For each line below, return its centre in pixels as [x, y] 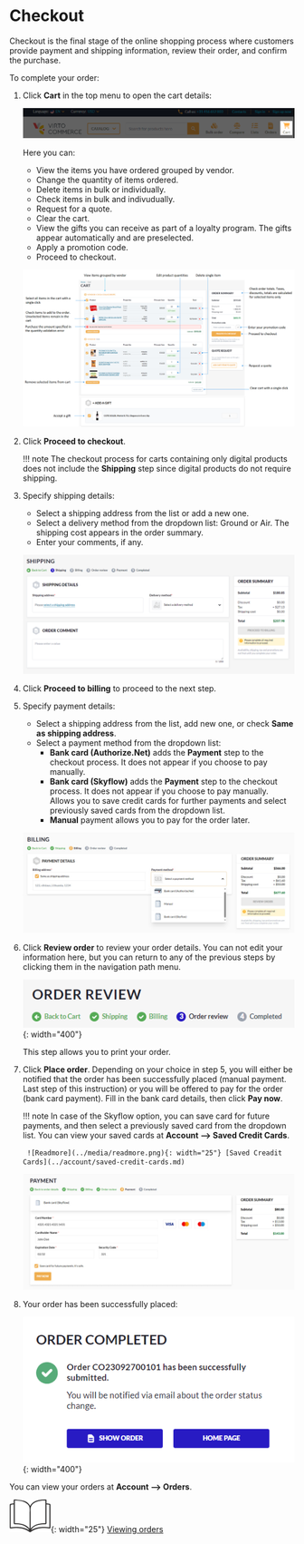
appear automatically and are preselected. [115, 238]
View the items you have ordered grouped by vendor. [135, 170]
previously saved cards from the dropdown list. [138, 810]
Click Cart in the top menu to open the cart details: [117, 95]
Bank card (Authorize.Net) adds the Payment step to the [157, 752]
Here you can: [49, 152]
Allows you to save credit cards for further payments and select [168, 800]
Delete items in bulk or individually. [101, 189]
